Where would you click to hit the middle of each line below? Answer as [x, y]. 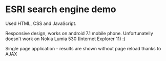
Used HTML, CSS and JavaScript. [41, 23]
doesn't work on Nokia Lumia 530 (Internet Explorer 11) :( [65, 39]
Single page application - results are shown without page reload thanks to [83, 48]
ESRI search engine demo [61, 9]
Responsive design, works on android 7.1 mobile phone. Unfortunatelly [79, 33]
